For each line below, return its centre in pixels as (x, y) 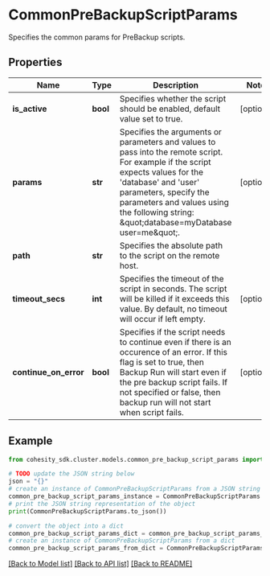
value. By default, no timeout (173, 309)
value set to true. (151, 118)
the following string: (157, 212)
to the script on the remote (170, 255)
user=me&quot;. (150, 232)
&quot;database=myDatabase (176, 222)
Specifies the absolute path (171, 245)
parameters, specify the (164, 192)
